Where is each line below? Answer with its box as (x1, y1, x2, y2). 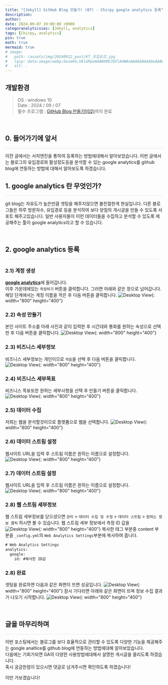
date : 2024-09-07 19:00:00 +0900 (5, 21, 75, 27)
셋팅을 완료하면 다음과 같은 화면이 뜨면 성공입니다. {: (5, 581, 141, 588)
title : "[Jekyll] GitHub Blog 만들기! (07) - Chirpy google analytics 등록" (5, 7, 163, 13)
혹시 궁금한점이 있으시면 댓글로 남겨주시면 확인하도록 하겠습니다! (5, 664, 131, 670)
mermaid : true (5, 45, 35, 50)
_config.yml (14, 533, 39, 538)
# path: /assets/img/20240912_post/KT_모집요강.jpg (5, 54, 115, 59)
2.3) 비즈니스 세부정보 (5, 344, 56, 351)
